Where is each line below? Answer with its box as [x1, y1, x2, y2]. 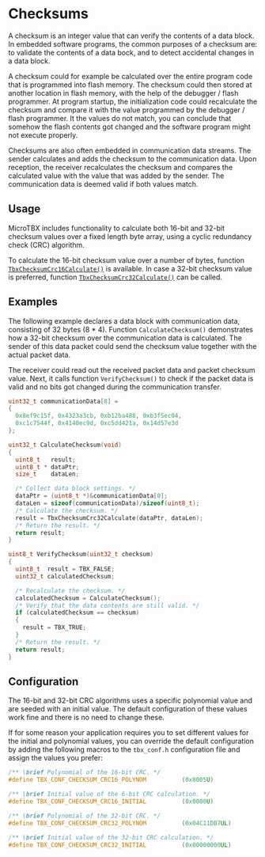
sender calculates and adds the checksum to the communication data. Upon [8, 154, 257, 163]
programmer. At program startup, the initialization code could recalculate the [8, 97, 258, 106]
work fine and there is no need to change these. [8, 713, 165, 722]
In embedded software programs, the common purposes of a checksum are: [8, 39, 258, 48]
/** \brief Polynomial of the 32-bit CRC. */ [8, 812, 161, 820]
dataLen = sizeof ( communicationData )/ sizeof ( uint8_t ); [15, 499, 200, 507]
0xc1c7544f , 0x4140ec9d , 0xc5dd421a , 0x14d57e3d [15, 419, 179, 427]
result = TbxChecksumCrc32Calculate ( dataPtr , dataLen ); [15, 514, 203, 522]
